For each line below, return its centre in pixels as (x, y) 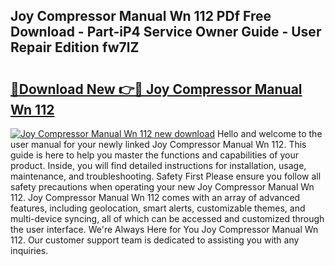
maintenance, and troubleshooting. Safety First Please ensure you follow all (166, 176)
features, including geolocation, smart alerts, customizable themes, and (158, 208)
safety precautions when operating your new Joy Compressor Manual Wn (162, 187)
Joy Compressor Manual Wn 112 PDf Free (141, 16)
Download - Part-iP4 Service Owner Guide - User (166, 32)
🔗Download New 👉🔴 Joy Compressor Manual (156, 89)
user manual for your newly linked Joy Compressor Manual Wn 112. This (158, 144)
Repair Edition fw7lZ (75, 47)
